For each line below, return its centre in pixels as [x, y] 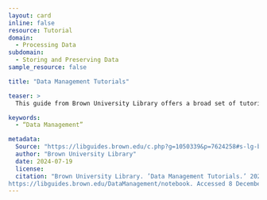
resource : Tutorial [41, 30]
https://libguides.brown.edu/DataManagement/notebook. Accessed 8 [120, 183]
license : [30, 169]
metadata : [25, 140]
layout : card [30, 15]
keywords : [25, 117]
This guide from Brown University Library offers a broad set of [126, 103]
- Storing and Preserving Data [67, 60]
